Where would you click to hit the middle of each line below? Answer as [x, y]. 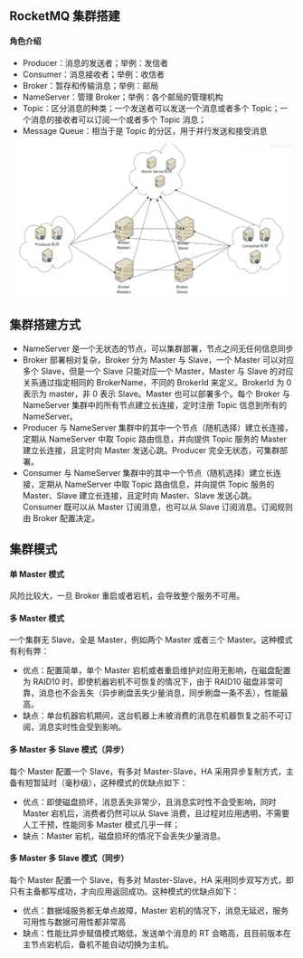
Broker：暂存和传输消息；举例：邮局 [90, 85]
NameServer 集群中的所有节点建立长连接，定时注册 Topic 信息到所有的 [155, 404]
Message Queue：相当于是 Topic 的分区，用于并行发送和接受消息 [145, 130]
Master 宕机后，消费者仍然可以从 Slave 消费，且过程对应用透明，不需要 [156, 813]
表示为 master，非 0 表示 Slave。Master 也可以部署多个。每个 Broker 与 [156, 394]
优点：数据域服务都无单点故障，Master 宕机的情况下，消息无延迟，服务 [156, 910]
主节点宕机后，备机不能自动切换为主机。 [98, 944]
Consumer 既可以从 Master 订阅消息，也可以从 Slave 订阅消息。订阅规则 [158, 507]
